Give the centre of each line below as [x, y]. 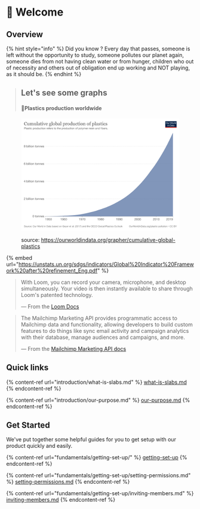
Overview [25, 34]
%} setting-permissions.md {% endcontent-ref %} [68, 482]
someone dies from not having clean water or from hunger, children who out [100, 61]
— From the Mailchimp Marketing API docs [73, 349]
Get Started [28, 425]
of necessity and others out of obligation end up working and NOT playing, [98, 68]
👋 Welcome [35, 12]
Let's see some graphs [64, 93]
